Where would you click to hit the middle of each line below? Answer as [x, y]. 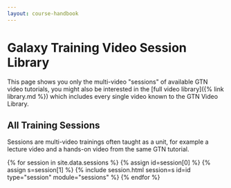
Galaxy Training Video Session [97, 47]
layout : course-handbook [43, 13]
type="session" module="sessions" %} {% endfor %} [84, 178]
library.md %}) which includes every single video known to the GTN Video [113, 96]
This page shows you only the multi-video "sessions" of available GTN [108, 82]
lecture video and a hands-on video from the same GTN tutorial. [98, 149]
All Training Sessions [54, 125]
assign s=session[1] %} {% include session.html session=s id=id [99, 170]
